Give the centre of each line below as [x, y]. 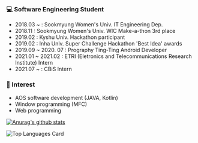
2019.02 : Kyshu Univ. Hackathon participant [70, 37]
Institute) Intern [34, 63]
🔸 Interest [21, 84]
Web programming [38, 110]
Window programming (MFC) [51, 104]
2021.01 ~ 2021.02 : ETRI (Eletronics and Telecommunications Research [103, 56]
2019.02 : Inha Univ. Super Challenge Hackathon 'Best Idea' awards [98, 44]
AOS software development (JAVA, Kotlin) [66, 98]
